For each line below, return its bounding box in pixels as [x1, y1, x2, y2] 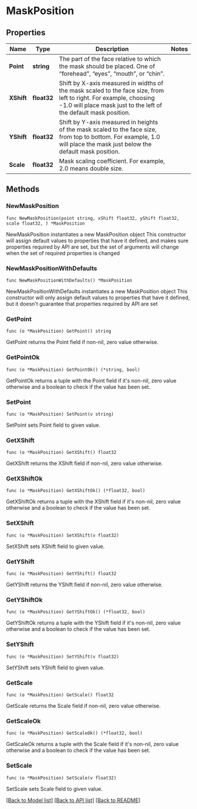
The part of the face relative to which [59, 55, 161, 63]
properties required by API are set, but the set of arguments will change [6, 243, 179, 250]
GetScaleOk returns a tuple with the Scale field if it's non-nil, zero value [6, 741, 179, 748]
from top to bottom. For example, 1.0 [59, 133, 160, 141]
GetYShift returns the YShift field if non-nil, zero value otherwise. [6, 581, 163, 589]
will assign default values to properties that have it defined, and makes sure [6, 237, 189, 244]
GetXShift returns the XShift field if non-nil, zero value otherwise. [6, 460, 163, 467]
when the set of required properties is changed [6, 249, 120, 256]
